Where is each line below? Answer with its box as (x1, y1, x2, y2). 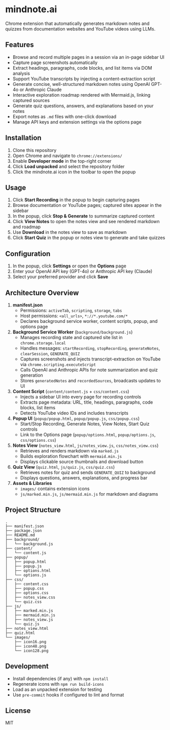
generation (20, 372, 43, 378)
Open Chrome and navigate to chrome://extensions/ (12, 153, 123, 159)
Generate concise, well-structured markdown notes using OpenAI (12, 81, 150, 87)
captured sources (12, 97, 50, 103)
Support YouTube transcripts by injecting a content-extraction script (12, 75, 156, 82)
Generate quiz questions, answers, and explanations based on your (12, 103, 154, 109)
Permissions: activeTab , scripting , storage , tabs (20, 308, 122, 313)
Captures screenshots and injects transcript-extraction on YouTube (20, 356, 161, 362)
